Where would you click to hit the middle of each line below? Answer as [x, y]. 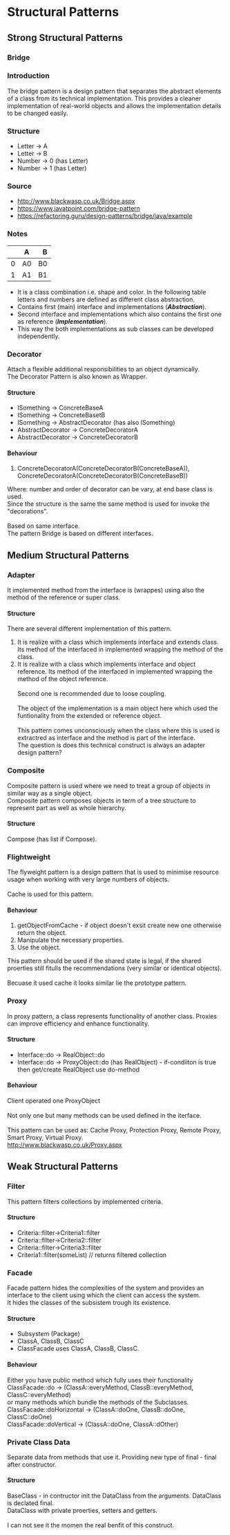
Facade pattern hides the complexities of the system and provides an [106, 1288]
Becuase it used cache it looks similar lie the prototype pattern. [97, 983]
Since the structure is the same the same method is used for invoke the [108, 504]
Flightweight [29, 857]
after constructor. [32, 1464]
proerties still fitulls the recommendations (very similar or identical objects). [115, 968]
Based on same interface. [44, 526]
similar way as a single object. [50, 793]
